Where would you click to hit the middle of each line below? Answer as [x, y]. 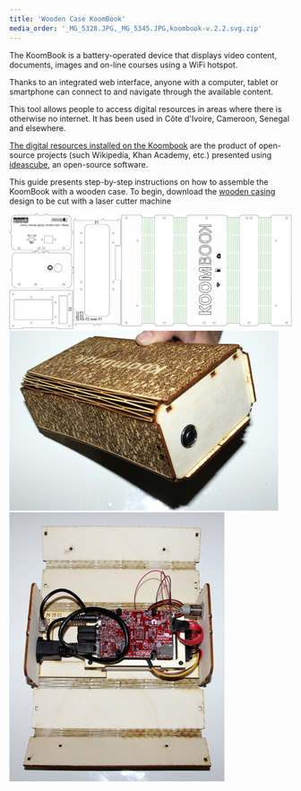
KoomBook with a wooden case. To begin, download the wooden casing [142, 191]
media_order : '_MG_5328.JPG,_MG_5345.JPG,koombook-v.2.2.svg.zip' [136, 28]
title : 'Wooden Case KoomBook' [68, 19]
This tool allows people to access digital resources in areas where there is [146, 109]
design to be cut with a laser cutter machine [90, 201]
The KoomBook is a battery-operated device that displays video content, [143, 55]
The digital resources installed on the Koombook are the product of [133, 145]
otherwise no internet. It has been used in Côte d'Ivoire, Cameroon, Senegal [149, 118]
